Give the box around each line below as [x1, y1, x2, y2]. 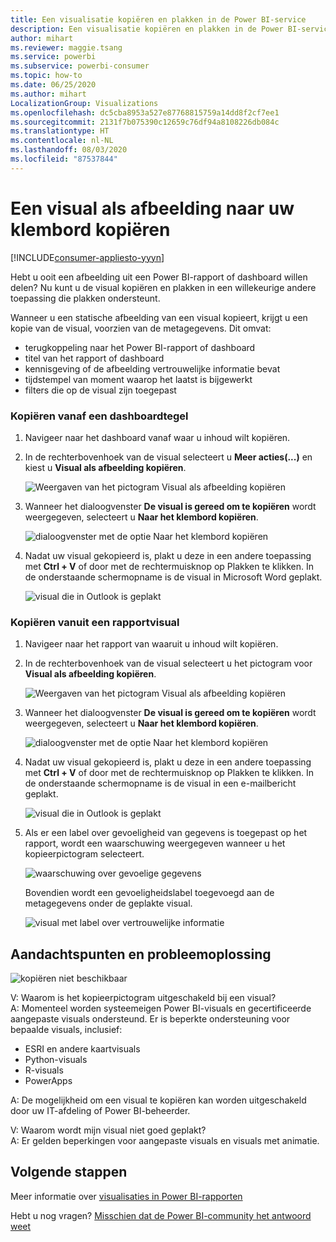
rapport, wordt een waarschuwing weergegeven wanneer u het [24, 837, 286, 850]
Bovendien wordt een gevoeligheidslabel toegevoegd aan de [24, 887, 275, 899]
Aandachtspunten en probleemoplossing [10, 946, 272, 963]
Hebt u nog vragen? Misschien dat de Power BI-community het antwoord [10, 1209, 312, 1221]
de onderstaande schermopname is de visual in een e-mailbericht [24, 777, 297, 790]
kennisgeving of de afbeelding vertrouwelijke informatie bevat [24, 362, 281, 375]
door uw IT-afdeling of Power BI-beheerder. [10, 1105, 191, 1117]
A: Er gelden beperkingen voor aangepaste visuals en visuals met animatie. [10, 1135, 320, 1147]
